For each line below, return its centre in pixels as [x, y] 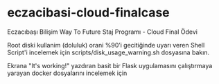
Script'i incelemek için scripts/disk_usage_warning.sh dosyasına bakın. [108, 52]
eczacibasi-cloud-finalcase [88, 13]
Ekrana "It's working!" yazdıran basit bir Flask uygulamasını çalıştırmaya [110, 65]
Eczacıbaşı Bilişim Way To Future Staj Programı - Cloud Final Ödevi [102, 32]
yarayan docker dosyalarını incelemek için [67, 73]
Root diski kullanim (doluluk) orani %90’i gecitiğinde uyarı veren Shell [106, 45]
